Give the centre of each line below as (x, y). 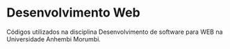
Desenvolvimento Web (73, 13)
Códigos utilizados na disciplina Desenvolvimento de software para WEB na (115, 32)
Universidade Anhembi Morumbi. (54, 39)
